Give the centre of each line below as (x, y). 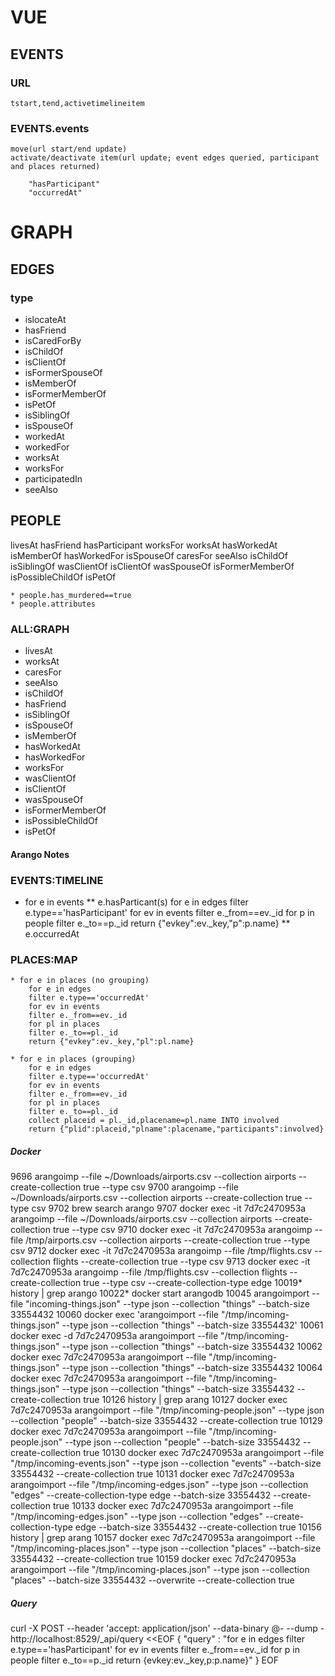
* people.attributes (53, 604)
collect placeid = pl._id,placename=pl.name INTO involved (154, 1121)
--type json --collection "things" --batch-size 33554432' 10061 (192, 1325)
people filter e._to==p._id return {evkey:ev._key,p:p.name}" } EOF (144, 1660)
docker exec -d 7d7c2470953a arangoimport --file (114, 1336)
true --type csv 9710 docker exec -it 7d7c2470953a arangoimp (182, 1230)
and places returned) (55, 167)
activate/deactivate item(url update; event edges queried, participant (165, 158)
